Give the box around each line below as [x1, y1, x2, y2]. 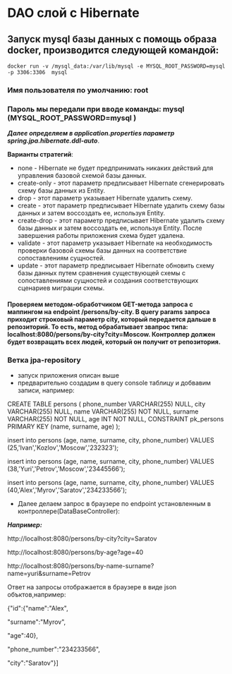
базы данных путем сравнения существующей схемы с [17, 269, 185, 277]
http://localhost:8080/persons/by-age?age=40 [7, 548, 144, 557]
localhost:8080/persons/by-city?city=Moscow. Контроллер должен [7, 330, 216, 338]
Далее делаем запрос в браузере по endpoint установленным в [17, 500, 212, 508]
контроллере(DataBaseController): [17, 507, 120, 516]
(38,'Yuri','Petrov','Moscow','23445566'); [7, 464, 126, 474]
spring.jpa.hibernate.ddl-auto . [7, 136, 100, 145]
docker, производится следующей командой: [7, 44, 219, 56]
